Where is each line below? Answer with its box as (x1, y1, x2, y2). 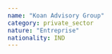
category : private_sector (7, 19, 94, 27)
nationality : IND (7, 33, 66, 42)
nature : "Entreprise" (7, 26, 80, 34)
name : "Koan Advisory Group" (7, 11, 105, 20)
